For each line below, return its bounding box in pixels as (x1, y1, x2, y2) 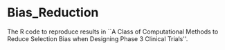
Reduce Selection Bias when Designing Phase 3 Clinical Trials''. (7, 34, 188, 42)
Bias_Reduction (7, 5, 99, 21)
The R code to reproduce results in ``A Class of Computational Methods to (7, 27, 219, 36)
